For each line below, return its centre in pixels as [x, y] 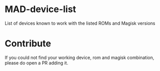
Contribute [28, 44]
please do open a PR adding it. [37, 63]
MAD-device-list [40, 9]
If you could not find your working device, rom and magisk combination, [79, 57]
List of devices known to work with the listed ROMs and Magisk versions [80, 23]
